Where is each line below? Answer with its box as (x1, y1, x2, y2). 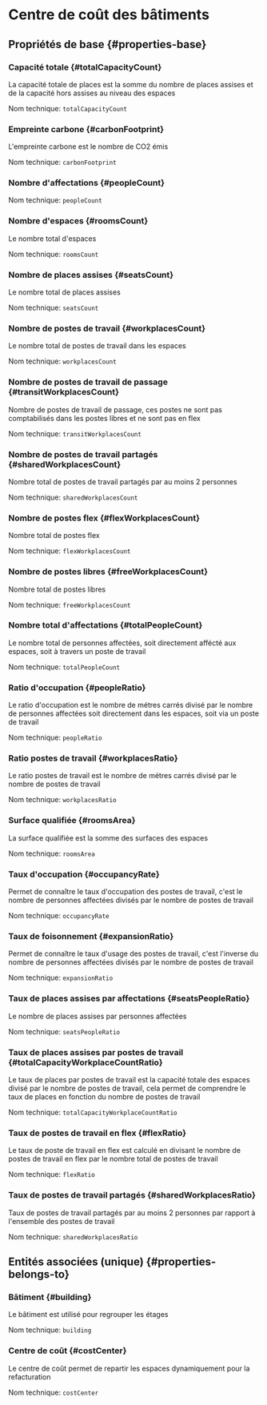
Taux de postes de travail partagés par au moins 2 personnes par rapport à (8, 1207, 256, 1218)
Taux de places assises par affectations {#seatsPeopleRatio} (8, 993, 250, 1004)
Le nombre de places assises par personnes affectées (8, 1011, 187, 1021)
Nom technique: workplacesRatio (8, 795, 118, 805)
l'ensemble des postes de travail (8, 1216, 115, 1226)
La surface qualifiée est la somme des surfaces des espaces (8, 833, 209, 842)
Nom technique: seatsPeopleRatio (8, 1026, 121, 1036)
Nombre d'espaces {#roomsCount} (8, 215, 149, 227)
